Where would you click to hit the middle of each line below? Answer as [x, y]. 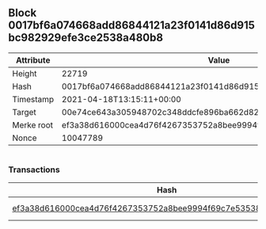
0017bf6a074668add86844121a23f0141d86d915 [132, 26]
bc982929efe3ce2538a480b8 [86, 38]
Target [25, 112]
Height [25, 73]
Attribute [33, 60]
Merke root [33, 124]
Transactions [34, 170]
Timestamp [33, 99]
